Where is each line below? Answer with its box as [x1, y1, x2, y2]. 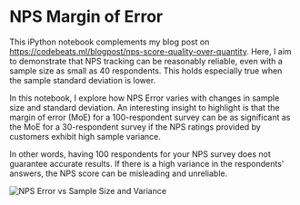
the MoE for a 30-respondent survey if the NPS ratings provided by [9, 121, 261, 132]
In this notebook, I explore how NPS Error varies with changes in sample [9, 93, 280, 103]
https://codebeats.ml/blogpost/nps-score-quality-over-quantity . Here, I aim [9, 45, 293, 56]
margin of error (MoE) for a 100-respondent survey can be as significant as [9, 112, 291, 122]
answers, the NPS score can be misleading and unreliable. [9, 168, 228, 179]
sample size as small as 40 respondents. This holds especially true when [9, 65, 283, 76]
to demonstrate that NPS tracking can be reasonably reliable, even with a [9, 55, 284, 66]
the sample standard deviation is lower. [9, 74, 156, 85]
